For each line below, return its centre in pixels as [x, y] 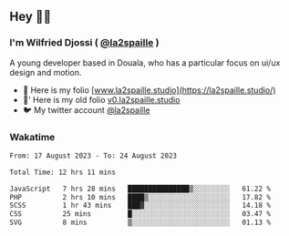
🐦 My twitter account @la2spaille [86, 109]
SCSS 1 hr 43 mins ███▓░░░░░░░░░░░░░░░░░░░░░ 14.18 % [140, 206]
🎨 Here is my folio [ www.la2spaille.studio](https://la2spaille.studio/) [149, 90]
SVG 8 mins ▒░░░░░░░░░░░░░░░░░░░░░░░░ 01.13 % [140, 223]
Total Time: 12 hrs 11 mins [63, 172]
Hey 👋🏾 [31, 17]
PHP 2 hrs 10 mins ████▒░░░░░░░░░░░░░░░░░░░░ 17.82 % [140, 197]
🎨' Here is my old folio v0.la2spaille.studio [101, 99]
